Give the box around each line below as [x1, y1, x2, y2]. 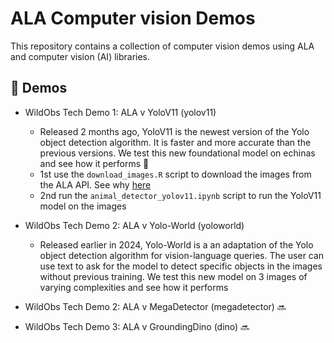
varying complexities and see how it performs [39, 281, 229, 293]
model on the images [39, 200, 127, 212]
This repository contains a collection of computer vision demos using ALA [10, 40, 315, 52]
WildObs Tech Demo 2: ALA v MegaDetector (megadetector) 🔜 [24, 300, 287, 312]
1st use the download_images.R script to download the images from [39, 168, 312, 180]
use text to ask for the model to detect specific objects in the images [39, 260, 323, 272]
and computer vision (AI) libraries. [10, 50, 151, 62]
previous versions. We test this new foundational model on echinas [39, 147, 316, 159]
